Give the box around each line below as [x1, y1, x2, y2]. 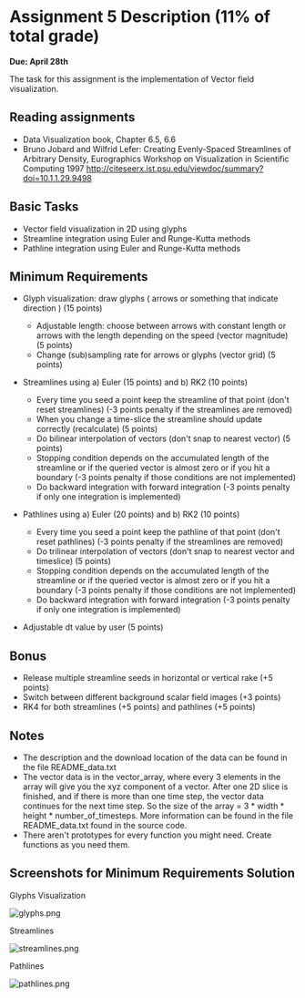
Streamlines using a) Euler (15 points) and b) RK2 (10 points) [22, 376, 249, 388]
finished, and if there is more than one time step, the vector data [22, 791, 264, 801]
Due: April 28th [9, 56, 68, 67]
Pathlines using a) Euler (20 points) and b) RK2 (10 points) [22, 509, 240, 520]
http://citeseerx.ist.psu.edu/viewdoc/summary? [86, 162, 264, 174]
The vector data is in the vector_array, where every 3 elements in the [22, 772, 281, 782]
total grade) [9, 26, 100, 46]
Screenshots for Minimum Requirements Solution [9, 866, 296, 881]
